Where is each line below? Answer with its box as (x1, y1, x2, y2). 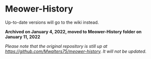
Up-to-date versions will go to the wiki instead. (5, 19, 99, 25)
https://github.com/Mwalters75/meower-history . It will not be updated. (5, 48, 147, 54)
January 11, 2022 (5, 34, 40, 40)
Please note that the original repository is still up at (5, 43, 108, 49)
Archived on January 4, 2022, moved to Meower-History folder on (5, 29, 142, 34)
